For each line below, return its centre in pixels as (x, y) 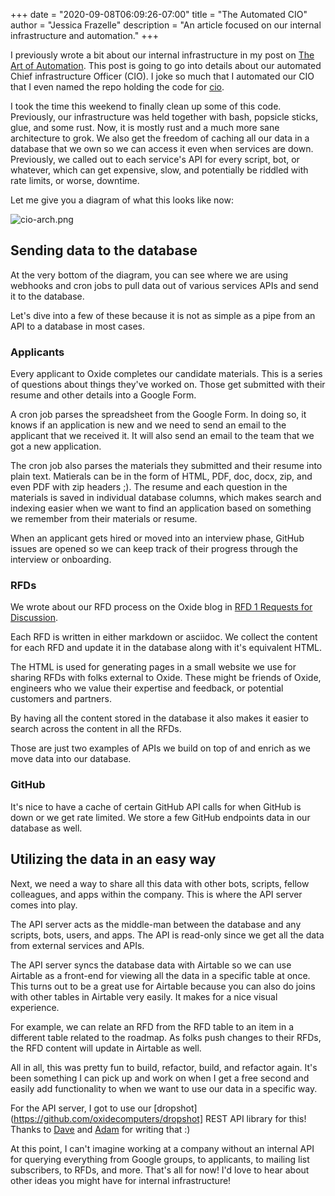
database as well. (46, 828)
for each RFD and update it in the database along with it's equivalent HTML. (166, 648)
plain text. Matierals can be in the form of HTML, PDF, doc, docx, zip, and (161, 476)
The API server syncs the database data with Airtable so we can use (151, 965)
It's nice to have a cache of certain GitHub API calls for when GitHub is (156, 806)
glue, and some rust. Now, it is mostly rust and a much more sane (145, 127)
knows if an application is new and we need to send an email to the (148, 425)
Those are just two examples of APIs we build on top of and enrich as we (160, 748)
